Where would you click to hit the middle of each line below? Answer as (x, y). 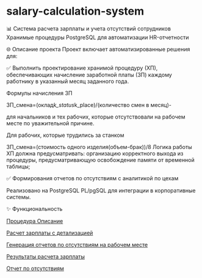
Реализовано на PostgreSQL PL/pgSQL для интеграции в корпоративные (101, 190)
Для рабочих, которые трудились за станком (65, 135)
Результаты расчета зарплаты (46, 256)
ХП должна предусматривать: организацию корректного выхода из (95, 153)
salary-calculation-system (75, 11)
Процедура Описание (35, 221)
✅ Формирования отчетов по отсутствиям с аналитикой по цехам (92, 178)
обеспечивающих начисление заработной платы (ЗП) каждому (89, 75)
